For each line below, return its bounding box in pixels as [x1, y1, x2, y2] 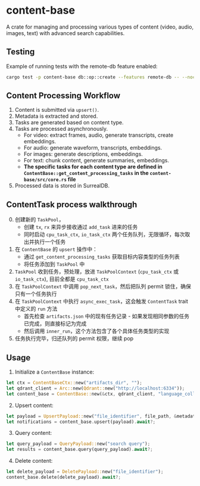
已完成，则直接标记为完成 [23, 320, 87, 327]
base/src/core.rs [23, 177, 67, 183]
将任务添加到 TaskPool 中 [23, 261, 85, 268]
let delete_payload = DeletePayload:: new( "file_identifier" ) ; [6, 469, 164, 475]
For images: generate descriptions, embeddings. [23, 150, 143, 158]
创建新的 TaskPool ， [14, 216, 64, 223]
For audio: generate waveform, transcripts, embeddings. [23, 144, 162, 152]
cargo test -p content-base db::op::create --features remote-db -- [6, 74, 180, 80]
